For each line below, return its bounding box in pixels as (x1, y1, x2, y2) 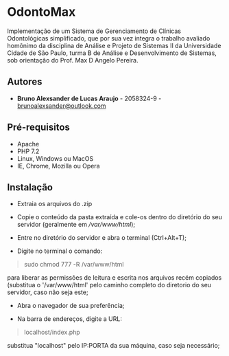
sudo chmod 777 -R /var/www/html (23, 260, 124, 269)
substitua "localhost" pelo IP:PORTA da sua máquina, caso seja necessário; (7, 342, 220, 350)
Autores (7, 76, 43, 88)
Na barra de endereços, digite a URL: (16, 315, 122, 323)
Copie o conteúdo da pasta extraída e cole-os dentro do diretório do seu (16, 213, 223, 221)
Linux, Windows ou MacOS (16, 154, 94, 162)
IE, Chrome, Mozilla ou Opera (16, 162, 100, 170)
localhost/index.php (23, 328, 80, 337)
